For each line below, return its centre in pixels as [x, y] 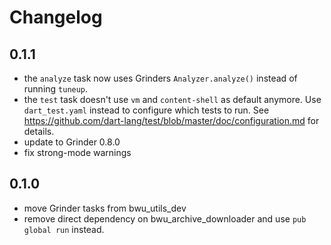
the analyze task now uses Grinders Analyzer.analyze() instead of [160, 78]
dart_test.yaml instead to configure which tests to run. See [146, 110]
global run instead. [64, 229]
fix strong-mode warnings [77, 152]
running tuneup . [56, 89]
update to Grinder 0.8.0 [72, 142]
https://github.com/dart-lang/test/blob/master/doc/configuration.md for [171, 120]
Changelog [56, 17]
